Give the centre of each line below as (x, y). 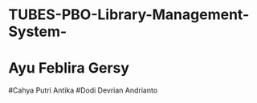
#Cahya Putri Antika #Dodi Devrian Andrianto (83, 90)
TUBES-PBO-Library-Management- (129, 15)
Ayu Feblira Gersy (69, 68)
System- (38, 32)
